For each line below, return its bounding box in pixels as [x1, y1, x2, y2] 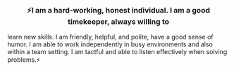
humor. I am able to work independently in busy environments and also [7, 40, 213, 49]
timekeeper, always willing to [67, 16, 170, 26]
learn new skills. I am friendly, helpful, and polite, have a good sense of [7, 33, 214, 41]
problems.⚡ [7, 56, 41, 64]
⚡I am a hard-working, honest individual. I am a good [27, 5, 210, 15]
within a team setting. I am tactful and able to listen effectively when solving [7, 48, 228, 56]
